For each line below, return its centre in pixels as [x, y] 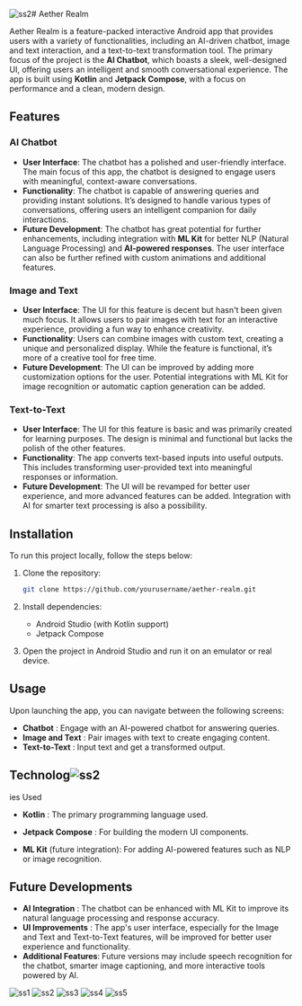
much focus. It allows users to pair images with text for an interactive [150, 319]
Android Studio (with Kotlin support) [102, 624]
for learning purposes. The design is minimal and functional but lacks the [157, 439]
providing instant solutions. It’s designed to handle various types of [147, 200]
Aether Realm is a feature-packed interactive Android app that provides [142, 31]
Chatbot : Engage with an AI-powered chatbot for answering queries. [151, 727]
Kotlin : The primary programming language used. [115, 815]
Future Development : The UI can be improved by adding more [138, 367]
